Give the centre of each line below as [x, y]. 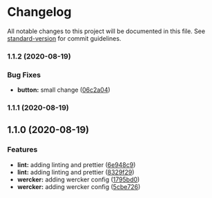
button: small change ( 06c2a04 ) [64, 90]
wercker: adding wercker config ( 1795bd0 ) [78, 179]
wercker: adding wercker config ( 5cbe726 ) [79, 186]
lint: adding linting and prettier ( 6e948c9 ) [76, 165]
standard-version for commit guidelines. [64, 38]
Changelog [39, 12]
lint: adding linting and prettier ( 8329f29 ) [76, 172]
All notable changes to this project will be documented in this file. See [106, 31]
